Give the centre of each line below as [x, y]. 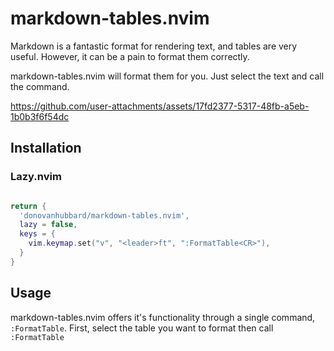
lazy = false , [48, 225]
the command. [40, 86]
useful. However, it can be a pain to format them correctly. [130, 56]
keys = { [37, 234]
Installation [46, 148]
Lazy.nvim [36, 177]
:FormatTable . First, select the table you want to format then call [142, 328]
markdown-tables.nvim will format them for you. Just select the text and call [167, 76]
